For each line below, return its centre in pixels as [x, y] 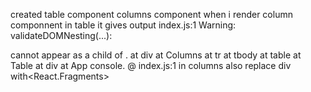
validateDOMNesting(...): [61, 35]
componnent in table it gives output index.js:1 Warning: [123, 25]
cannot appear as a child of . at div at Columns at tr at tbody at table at [156, 55]
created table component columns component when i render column [151, 14]
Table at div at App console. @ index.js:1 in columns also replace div [151, 65]
